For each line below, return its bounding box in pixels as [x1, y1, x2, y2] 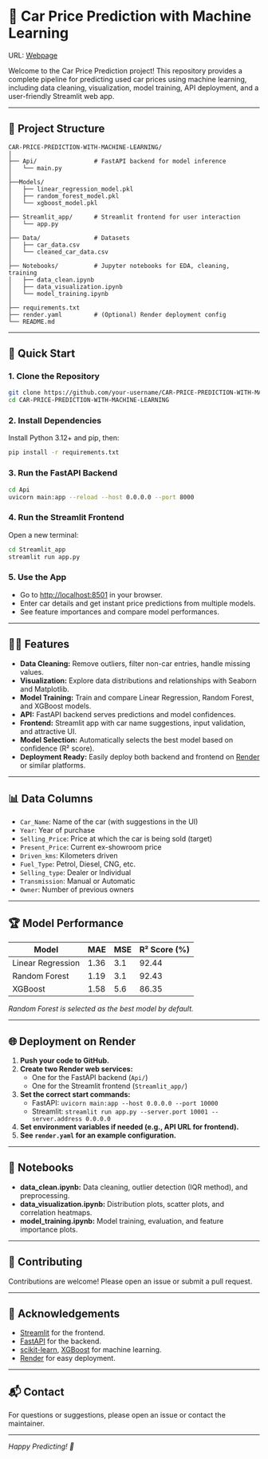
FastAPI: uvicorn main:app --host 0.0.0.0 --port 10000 [31, 1098, 219, 1107]
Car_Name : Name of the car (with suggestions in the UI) [19, 817, 199, 826]
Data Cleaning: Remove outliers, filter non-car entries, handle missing [19, 658, 251, 668]
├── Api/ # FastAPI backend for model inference [8, 157, 227, 165]
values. [19, 667, 44, 676]
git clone [8, 388, 41, 397]
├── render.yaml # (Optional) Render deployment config [8, 310, 227, 318]
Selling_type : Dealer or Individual [19, 868, 132, 877]
